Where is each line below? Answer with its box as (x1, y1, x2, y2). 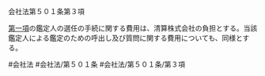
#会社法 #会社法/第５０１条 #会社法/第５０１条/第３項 (8, 60, 186, 69)
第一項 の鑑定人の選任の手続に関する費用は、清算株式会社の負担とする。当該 (8, 24, 258, 33)
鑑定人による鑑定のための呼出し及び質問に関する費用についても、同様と (8, 34, 243, 42)
